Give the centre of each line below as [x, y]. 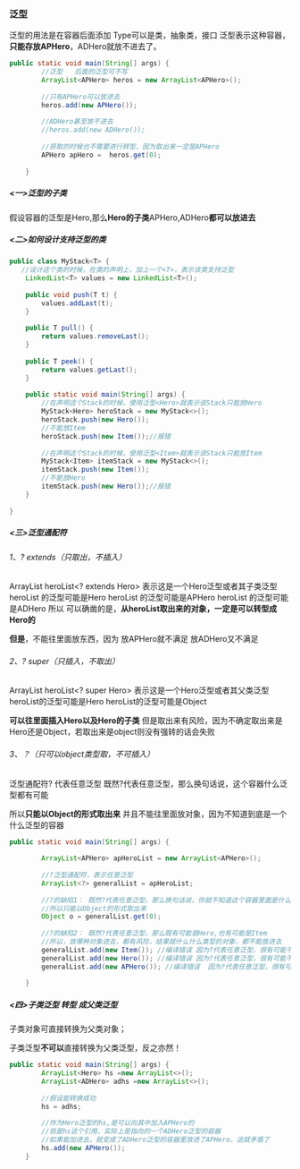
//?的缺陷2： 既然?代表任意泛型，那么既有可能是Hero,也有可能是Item [154, 934]
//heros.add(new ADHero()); [93, 130]
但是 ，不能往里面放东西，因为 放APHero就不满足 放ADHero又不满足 [134, 639]
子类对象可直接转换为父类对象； [68, 1029]
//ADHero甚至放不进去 [77, 122]
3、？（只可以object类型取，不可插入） [82, 754]
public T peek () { [59, 361]
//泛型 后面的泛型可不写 [84, 72]
